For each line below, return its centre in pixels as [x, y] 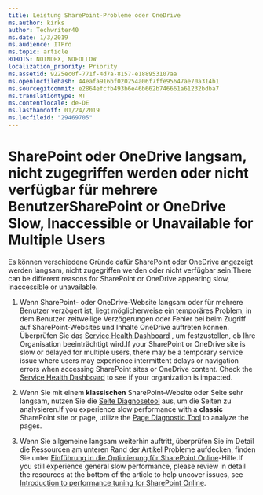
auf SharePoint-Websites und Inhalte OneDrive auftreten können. [124, 327]
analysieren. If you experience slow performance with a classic [121, 409]
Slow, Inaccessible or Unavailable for [131, 224]
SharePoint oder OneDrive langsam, [128, 157]
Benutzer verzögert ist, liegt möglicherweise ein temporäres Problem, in [135, 310]
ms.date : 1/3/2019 [38, 37]
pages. [31, 426]
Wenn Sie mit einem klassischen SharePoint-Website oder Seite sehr [131, 392]
